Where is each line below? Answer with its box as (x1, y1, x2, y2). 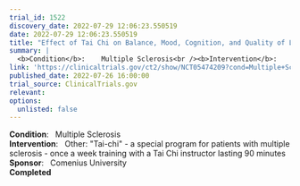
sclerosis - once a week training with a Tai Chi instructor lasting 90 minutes (9, 148, 286, 159)
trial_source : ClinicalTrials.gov (9, 80, 138, 89)
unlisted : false (17, 105, 78, 114)
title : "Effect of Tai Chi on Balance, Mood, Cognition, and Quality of (9, 38, 286, 47)
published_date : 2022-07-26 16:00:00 (9, 72, 150, 80)
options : (9, 96, 42, 106)
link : (9, 63, 29, 72)
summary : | (9, 46, 50, 55)
